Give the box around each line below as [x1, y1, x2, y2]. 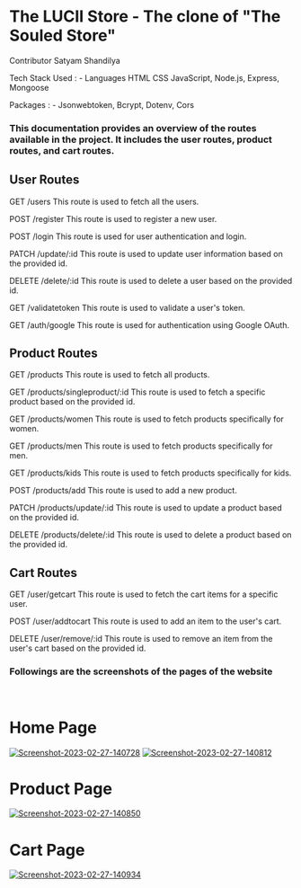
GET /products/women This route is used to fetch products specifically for [9, 413, 285, 424]
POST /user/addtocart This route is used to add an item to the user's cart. [9, 616, 282, 626]
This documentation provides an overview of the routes [9, 121, 257, 134]
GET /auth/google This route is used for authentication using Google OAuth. [9, 319, 290, 330]
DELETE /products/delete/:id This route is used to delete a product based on [9, 529, 292, 540]
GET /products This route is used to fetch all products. [9, 369, 210, 380]
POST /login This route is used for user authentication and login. [9, 231, 247, 242]
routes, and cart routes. [9, 144, 115, 156]
